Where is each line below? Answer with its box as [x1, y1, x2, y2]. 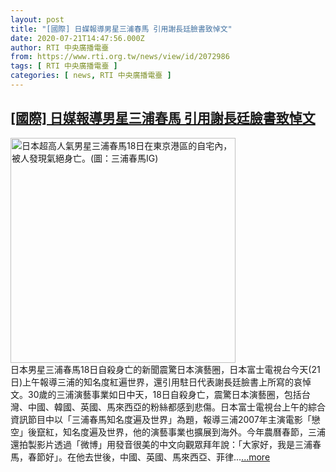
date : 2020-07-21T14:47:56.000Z [10, 33, 145, 43]
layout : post [10, 14, 65, 25]
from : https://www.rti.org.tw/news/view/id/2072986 [10, 52, 230, 62]
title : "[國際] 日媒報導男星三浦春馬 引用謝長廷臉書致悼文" [10, 24, 233, 34]
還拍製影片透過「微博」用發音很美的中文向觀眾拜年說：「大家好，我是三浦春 [10, 438, 322, 450]
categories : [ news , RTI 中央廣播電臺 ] [10, 71, 172, 81]
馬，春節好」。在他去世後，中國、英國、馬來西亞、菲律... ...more [10, 451, 271, 463]
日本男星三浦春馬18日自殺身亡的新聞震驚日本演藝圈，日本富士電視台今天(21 [10, 363, 321, 375]
